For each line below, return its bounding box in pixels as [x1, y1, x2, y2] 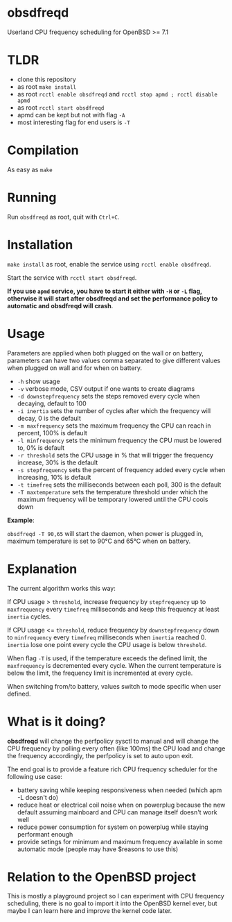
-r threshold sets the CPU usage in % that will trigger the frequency [17, 451, 213, 459]
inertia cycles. [7, 612, 51, 621]
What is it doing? [7, 714, 106, 730]
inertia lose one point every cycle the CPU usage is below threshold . [7, 640, 207, 648]
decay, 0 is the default [17, 414, 82, 422]
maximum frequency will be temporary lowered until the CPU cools [17, 495, 208, 503]
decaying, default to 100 [17, 399, 87, 408]
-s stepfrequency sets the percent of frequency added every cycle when [17, 465, 226, 473]
